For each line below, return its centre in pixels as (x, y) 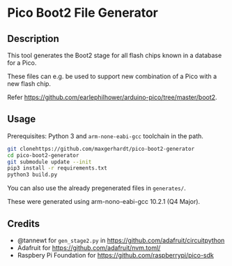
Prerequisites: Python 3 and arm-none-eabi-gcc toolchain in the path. (106, 136)
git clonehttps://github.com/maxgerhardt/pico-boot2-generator (101, 149)
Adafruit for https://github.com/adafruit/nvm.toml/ (89, 248)
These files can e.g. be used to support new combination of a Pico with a (112, 76)
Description (33, 39)
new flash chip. (29, 84)
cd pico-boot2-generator (43, 155)
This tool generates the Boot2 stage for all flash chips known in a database (115, 55)
